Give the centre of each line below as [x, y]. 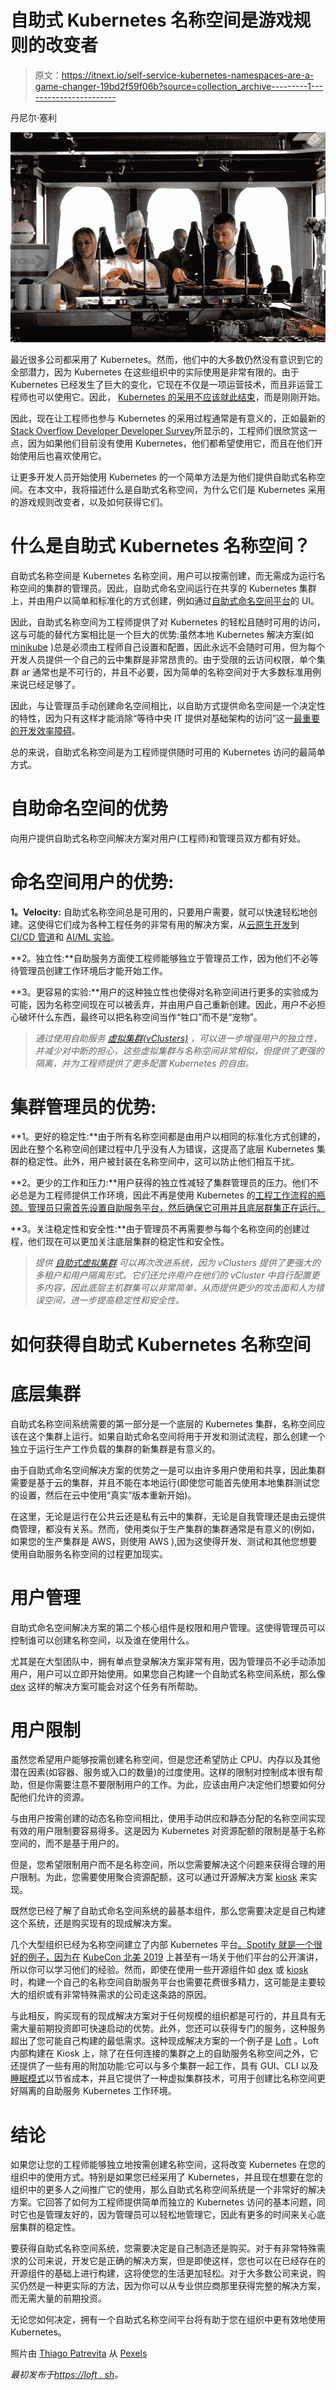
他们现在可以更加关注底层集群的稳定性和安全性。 [128, 1242]
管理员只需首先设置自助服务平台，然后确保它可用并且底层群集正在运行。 [176, 1208]
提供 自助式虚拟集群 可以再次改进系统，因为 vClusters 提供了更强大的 [177, 1263]
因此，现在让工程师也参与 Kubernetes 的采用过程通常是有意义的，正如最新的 [168, 418]
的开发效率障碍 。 [45, 730]
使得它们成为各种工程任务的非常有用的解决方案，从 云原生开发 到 [168, 924]
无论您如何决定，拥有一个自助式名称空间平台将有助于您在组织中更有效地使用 [168, 2320]
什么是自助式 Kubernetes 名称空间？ [161, 545]
